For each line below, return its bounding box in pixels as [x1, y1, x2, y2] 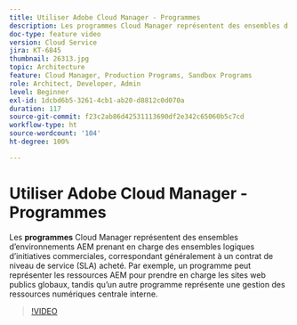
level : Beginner [9, 87, 69, 96]
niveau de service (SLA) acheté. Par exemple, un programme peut [9, 260, 252, 271]
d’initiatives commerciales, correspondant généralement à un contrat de [9, 250, 274, 261]
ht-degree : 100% [9, 137, 69, 146]
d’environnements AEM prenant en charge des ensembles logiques [9, 241, 255, 252]
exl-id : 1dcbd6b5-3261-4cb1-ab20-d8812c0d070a [9, 95, 185, 105]
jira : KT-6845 [9, 46, 62, 55]
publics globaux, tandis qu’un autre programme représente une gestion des [9, 279, 286, 289]
